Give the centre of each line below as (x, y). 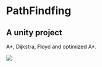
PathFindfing (39, 11)
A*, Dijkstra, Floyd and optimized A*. (51, 46)
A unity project (34, 33)
